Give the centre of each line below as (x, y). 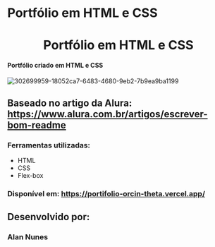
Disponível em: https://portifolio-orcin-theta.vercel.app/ (106, 194)
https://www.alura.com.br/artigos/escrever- (107, 114)
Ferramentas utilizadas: (49, 145)
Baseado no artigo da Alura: (70, 103)
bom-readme (37, 125)
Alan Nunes (27, 236)
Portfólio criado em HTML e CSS (55, 65)
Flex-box (30, 176)
